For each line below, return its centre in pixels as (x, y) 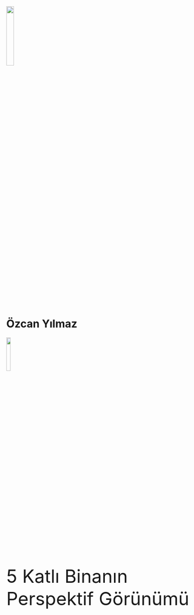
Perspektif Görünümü (98, 598)
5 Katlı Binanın (67, 576)
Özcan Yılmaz (42, 324)
